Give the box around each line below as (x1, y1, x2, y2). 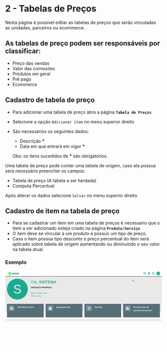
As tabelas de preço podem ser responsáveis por (5, 39, 160, 48)
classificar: (5, 47, 41, 55)
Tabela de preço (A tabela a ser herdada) (12, 177, 97, 183)
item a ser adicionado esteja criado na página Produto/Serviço (12, 225, 141, 232)
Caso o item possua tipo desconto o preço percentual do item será (12, 236, 149, 242)
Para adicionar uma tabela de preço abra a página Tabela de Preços (12, 109, 152, 115)
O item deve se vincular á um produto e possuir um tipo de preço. (12, 231, 147, 236)
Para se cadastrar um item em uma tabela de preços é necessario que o (12, 220, 160, 226)
